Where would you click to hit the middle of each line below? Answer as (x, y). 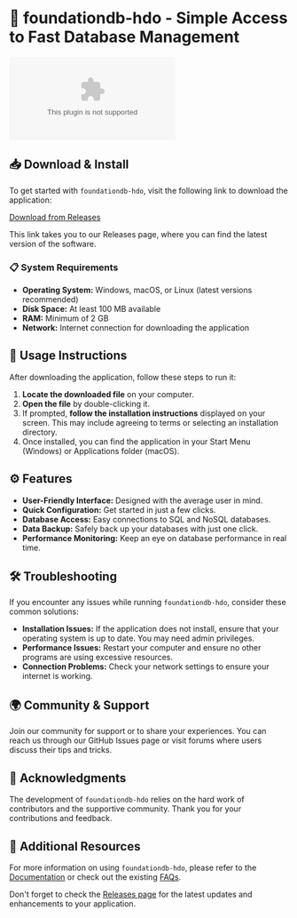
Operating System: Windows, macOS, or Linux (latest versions (137, 290)
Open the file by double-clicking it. (86, 403)
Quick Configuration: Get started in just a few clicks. (119, 509)
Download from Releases (55, 217)
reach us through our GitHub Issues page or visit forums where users (136, 740)
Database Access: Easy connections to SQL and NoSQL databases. (146, 519)
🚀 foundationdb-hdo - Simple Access (148, 18)
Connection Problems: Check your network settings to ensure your (146, 667)
